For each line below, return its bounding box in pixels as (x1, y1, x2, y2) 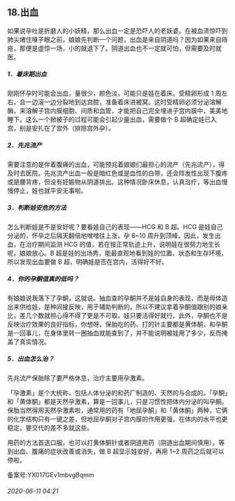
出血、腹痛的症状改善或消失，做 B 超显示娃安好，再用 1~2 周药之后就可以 (13, 446, 225, 456)
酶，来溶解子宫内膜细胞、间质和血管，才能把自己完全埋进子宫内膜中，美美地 (7, 106, 228, 115)
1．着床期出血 (7, 70, 48, 78)
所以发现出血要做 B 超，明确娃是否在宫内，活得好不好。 (7, 257, 169, 266)
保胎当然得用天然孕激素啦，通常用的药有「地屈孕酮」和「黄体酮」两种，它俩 (7, 406, 228, 414)
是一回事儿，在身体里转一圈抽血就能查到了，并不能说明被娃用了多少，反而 (7, 328, 222, 337)
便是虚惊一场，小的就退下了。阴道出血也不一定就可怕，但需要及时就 (25, 44, 222, 52)
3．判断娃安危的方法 (7, 203, 67, 212)
